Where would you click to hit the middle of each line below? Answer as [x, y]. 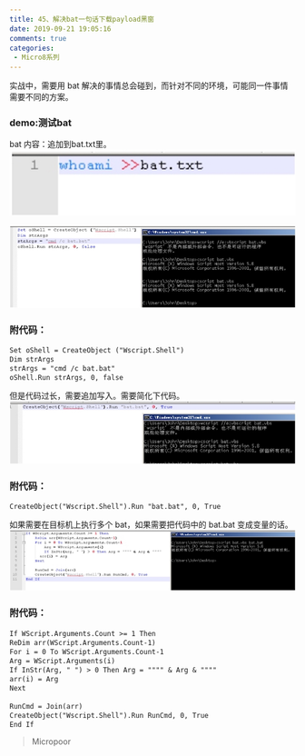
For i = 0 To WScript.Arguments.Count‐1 [87, 652]
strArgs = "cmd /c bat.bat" [63, 369]
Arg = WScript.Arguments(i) [63, 661]
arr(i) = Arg [34, 679]
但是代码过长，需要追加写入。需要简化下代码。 [97, 396]
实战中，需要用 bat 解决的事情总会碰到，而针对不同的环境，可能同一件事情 [149, 85]
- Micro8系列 [37, 58]
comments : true [38, 38]
